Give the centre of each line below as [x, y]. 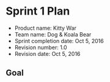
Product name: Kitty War [46, 28]
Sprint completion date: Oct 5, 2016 [59, 41]
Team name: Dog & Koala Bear [53, 34]
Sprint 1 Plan [38, 11]
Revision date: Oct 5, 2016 [47, 53]
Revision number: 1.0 [41, 47]
